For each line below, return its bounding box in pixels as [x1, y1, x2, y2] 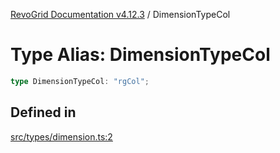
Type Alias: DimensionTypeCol [10, 44, 271, 66]
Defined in [10, 104, 77, 121]
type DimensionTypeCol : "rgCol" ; [10, 76, 150, 86]
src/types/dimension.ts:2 [10, 130, 113, 143]
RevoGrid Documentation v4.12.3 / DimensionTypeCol [10, 9, 231, 20]
